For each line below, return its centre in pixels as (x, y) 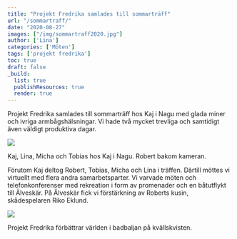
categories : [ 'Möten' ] (41, 47)
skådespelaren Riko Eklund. (48, 200)
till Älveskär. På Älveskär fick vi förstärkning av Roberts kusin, (98, 193)
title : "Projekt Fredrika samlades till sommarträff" (89, 14)
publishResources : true (49, 87)
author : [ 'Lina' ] (33, 41)
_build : (19, 73)
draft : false (27, 67)
